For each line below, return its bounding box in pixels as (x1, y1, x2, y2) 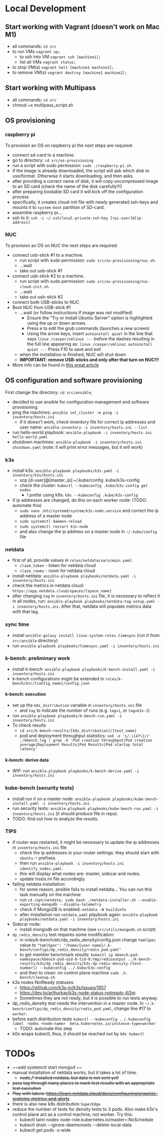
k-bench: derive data (5, 757, 49, 763)
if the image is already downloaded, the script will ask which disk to (12, 167, 150, 173)
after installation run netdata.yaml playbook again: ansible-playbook (19, 911, 158, 917)
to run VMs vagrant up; (12, 49, 61, 54)
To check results (12, 722, 46, 728)
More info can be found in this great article (12, 362, 99, 368)
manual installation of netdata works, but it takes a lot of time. (12, 1070, 137, 1075)
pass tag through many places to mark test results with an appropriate (12, 1080, 155, 1086)
